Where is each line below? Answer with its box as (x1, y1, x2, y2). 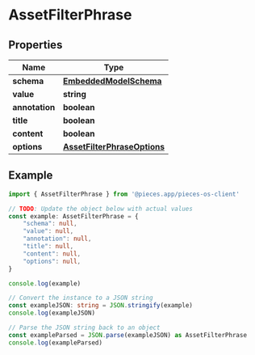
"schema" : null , (23, 220, 78, 228)
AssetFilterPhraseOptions (63, 142, 165, 152)
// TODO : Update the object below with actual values (8, 205, 194, 213)
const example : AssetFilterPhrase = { (8, 212, 139, 220)
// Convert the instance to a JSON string (8, 294, 153, 302)
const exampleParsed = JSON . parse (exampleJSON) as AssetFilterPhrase (8, 331, 248, 339)
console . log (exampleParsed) (8, 338, 103, 347)
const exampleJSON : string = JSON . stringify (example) (8, 302, 194, 310)
